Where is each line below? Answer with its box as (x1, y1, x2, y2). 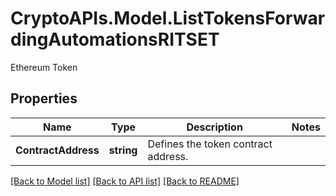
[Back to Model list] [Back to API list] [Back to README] (10, 175, 240, 187)
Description (186, 120, 243, 134)
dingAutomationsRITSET (10, 28, 220, 51)
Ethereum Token (10, 61, 78, 73)
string (108, 143, 138, 157)
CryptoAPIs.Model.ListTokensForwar (10, 7, 326, 30)
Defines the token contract (147, 137, 273, 151)
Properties (10, 90, 78, 107)
